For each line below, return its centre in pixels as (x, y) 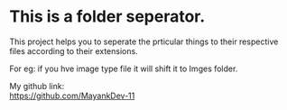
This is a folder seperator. (107, 17)
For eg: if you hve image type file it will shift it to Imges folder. (124, 69)
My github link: (37, 86)
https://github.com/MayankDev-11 (72, 96)
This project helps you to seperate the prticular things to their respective (144, 41)
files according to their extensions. (74, 50)
